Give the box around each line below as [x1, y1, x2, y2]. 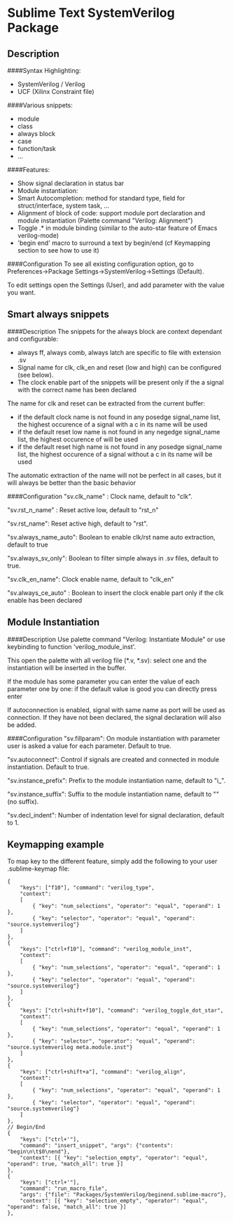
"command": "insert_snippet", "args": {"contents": [20, 1142, 174, 1149]
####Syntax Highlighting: [7, 67, 81, 74]
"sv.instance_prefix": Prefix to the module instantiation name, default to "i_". [7, 776, 226, 784]
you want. [7, 288, 36, 296]
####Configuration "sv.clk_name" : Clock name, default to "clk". [7, 492, 193, 500]
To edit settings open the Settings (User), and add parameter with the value [7, 281, 225, 289]
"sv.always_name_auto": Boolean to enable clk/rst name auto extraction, [7, 533, 216, 541]
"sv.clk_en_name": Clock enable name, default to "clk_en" [7, 575, 174, 583]
